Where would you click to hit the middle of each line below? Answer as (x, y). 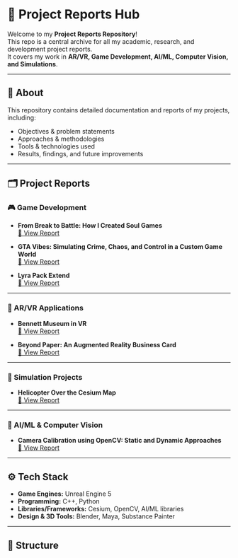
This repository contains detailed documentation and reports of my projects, (119, 110)
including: (22, 117)
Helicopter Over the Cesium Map (67, 393)
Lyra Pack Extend (44, 276)
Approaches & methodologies (61, 139)
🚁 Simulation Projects (45, 377)
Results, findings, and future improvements (80, 153)
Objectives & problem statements (66, 131)
